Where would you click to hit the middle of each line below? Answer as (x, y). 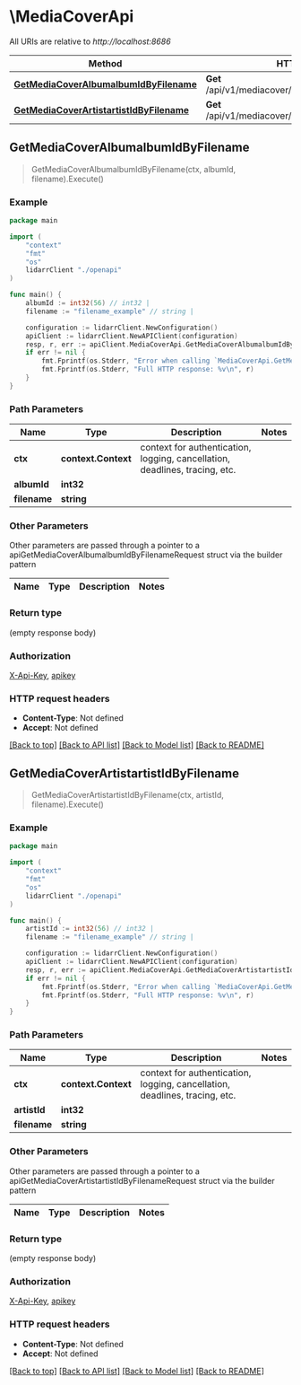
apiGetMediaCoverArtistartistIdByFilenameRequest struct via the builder (142, 1180)
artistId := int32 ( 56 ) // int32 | (90, 929)
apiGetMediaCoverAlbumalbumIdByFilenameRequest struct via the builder (146, 555)
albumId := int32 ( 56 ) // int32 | (88, 303)
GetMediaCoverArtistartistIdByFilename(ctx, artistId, (127, 795)
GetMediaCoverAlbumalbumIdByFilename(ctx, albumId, (133, 169)
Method (105, 63)
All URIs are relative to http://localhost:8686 (90, 41)
